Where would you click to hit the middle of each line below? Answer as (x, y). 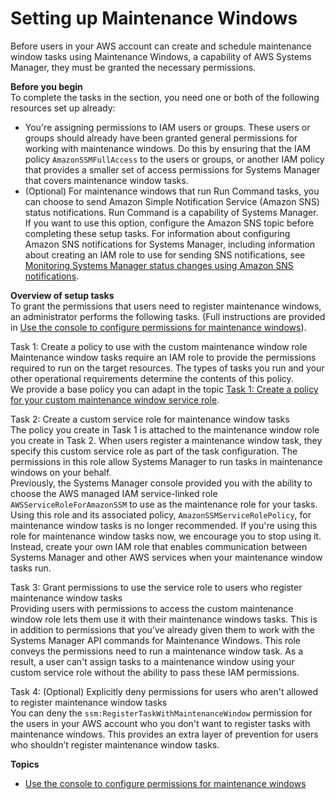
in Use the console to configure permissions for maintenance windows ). (158, 327)
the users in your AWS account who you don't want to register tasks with (160, 723)
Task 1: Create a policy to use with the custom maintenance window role (159, 346)
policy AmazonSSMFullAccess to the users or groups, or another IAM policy (174, 159)
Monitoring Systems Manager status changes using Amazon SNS (159, 265)
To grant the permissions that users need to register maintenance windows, (166, 306)
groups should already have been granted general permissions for (161, 138)
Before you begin (46, 86)
